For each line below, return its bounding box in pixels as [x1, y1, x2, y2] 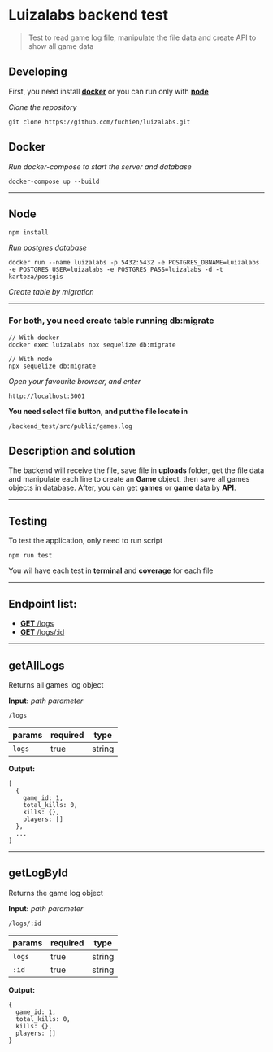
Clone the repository [8, 102, 77, 111]
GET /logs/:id [19, 627, 65, 637]
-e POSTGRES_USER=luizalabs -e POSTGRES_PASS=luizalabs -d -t [8, 266, 223, 274]
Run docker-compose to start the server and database [8, 161, 193, 172]
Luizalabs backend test [8, 6, 169, 24]
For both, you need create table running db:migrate [8, 315, 214, 326]
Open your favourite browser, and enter [8, 376, 141, 386]
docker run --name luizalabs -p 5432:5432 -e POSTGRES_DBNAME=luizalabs [8, 259, 260, 267]
